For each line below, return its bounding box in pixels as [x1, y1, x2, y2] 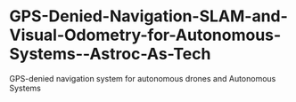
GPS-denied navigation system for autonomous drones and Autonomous [9, 73, 276, 83]
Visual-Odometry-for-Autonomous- [9, 25, 282, 45]
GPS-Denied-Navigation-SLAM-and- [9, 6, 288, 27]
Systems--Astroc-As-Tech [9, 44, 211, 64]
